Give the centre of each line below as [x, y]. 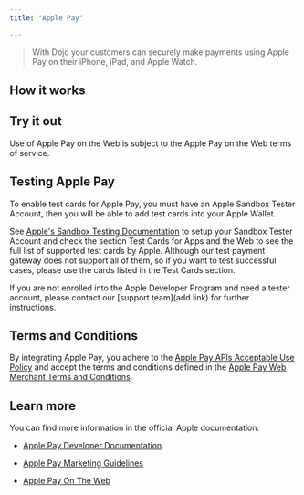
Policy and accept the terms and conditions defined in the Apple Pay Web [148, 367]
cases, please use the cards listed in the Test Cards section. [122, 269]
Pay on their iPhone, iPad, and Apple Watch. [115, 61]
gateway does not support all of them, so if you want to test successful [143, 260]
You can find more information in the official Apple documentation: [135, 428]
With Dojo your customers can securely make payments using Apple [161, 52]
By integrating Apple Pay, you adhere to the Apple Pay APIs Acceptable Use [152, 358]
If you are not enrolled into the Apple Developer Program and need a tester [150, 288]
